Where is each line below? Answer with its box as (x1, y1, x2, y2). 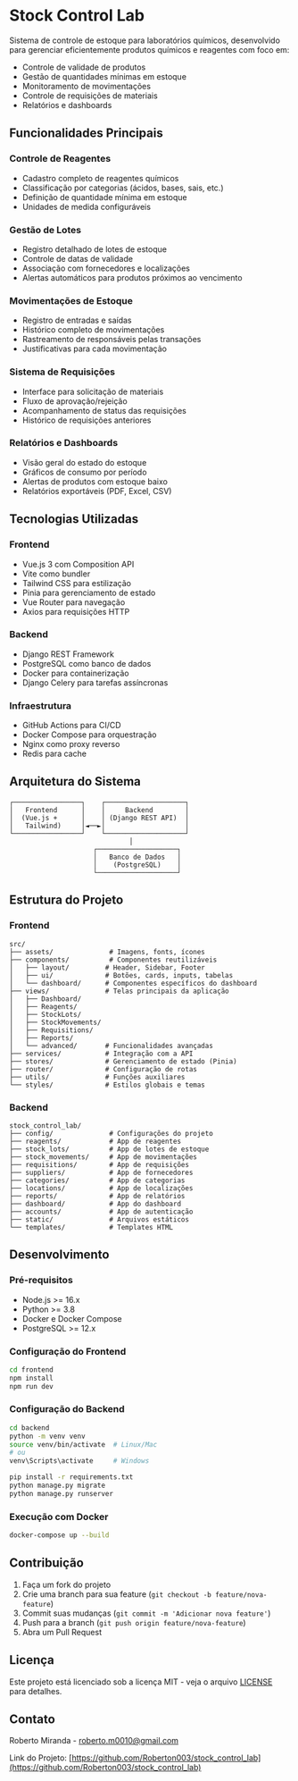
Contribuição (9, 1556, 85, 1571)
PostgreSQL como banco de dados (21, 658, 152, 668)
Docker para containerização (21, 668, 129, 678)
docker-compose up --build (9, 1531, 110, 1540)
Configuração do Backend (9, 1403, 125, 1416)
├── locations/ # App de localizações (9, 1183, 194, 1193)
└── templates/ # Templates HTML (9, 1222, 174, 1231)
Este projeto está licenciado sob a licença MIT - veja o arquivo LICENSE (9, 1676, 273, 1687)
